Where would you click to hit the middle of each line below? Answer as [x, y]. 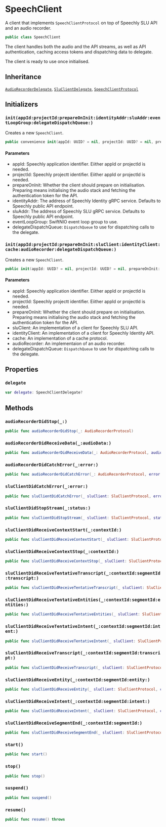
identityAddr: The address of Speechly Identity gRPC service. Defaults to [86, 201]
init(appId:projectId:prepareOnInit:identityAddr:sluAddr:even [83, 118]
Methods [19, 408]
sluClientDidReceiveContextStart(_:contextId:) [63, 530]
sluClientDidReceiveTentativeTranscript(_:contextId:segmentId [83, 573]
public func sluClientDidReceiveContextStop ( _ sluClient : [66, 561]
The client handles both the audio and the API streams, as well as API [76, 46]
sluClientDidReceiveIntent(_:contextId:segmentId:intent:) [78, 701]
